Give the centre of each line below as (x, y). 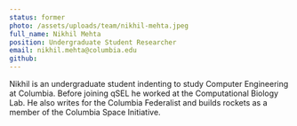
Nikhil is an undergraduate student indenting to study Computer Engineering (149, 84)
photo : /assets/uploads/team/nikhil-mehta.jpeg (99, 26)
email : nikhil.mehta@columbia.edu (73, 51)
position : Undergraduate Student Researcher (93, 42)
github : (24, 59)
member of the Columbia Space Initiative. (85, 112)
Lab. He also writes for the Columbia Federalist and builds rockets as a (139, 102)
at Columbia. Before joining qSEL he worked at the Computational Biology (144, 93)
